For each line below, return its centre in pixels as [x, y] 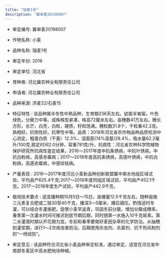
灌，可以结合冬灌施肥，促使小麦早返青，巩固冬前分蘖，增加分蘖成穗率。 [86, 209]
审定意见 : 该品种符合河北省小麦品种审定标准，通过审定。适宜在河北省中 [86, 244]
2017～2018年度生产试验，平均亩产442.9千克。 [69, 186]
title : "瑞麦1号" [22, 10]
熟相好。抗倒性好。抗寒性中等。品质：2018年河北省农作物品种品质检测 [84, 132]
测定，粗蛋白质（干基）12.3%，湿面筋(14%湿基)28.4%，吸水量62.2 [86, 138]
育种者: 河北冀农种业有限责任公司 [46, 82]
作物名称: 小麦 [27, 40]
